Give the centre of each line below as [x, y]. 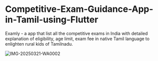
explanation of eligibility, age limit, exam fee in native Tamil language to [77, 39]
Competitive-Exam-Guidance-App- [79, 9]
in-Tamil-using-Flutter [52, 20]
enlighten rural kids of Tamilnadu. [39, 44]
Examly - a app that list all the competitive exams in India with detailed [77, 33]
